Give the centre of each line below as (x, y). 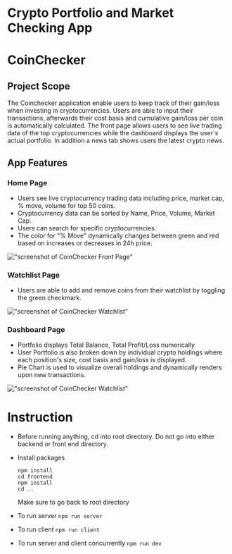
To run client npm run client (58, 529)
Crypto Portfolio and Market (91, 13)
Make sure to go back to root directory (73, 503)
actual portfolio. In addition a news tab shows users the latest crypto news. (116, 141)
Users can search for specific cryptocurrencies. (87, 228)
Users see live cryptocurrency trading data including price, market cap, (121, 198)
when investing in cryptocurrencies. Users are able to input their (100, 111)
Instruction (40, 417)
